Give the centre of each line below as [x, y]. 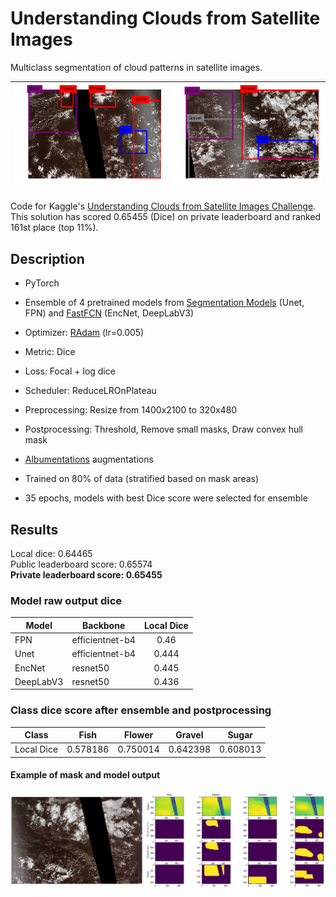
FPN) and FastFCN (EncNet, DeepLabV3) [109, 313]
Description [47, 258]
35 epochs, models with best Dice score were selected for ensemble [166, 498]
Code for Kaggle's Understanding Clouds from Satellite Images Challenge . [163, 206]
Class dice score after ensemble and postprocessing [141, 710]
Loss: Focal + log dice [70, 371]
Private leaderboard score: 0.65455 [86, 575]
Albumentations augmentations [89, 459]
